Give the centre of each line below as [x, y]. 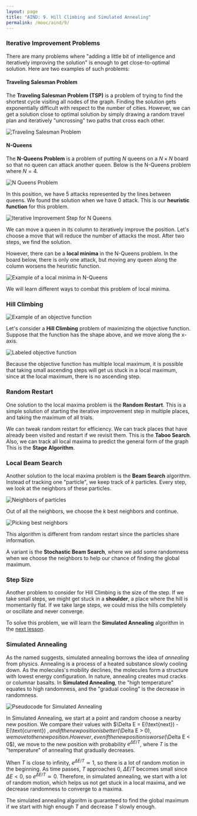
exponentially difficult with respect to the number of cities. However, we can [98, 108]
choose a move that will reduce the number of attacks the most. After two [95, 236]
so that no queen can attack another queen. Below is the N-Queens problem [98, 165]
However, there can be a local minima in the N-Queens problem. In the [92, 253]
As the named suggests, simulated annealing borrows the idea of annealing [98, 657]
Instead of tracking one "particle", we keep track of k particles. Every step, [96, 482]
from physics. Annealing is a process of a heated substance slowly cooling [97, 664]
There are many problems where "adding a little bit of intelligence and [91, 56]
